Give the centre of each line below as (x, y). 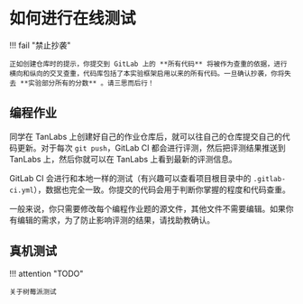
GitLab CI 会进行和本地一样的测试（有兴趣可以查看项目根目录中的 (130, 178)
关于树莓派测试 (33, 291)
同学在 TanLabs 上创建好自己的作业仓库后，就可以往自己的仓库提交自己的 (146, 136)
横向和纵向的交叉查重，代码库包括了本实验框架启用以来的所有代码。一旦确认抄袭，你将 (147, 73)
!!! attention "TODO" (46, 273)
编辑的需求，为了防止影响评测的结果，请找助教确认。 (115, 220)
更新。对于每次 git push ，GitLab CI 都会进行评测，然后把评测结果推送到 (151, 147)
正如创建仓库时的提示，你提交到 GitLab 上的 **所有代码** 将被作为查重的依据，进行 (148, 64)
